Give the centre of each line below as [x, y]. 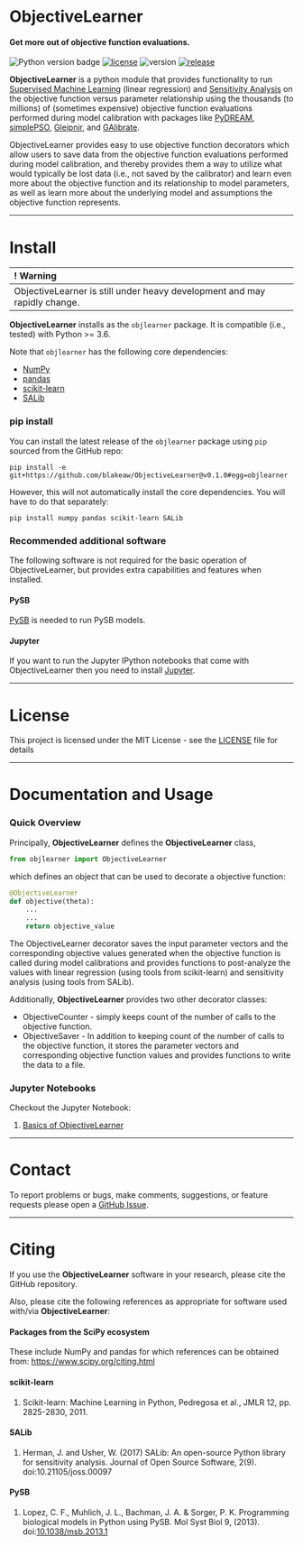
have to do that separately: [59, 501]
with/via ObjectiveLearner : [60, 1311]
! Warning [35, 276]
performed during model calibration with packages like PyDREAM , [132, 118]
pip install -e [38, 467]
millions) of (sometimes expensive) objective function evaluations [131, 108]
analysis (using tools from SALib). [72, 982]
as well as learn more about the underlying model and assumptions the [141, 193]
